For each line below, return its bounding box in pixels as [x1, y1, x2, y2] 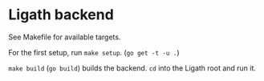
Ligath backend [8, 6, 114, 24]
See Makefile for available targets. [8, 32, 121, 42]
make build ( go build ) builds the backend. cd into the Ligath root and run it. [8, 63, 257, 73]
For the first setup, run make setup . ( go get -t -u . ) [8, 47, 180, 57]
